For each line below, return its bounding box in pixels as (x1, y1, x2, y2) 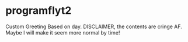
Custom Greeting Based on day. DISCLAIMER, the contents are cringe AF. (5, 23, 182, 30)
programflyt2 (5, 4, 72, 17)
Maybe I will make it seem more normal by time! (5, 29, 120, 36)
